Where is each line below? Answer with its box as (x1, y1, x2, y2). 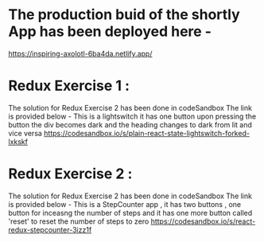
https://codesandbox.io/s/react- (150, 217, 256, 226)
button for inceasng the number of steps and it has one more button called (8, 208, 253, 217)
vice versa (8, 128, 42, 138)
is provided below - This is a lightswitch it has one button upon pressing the (8, 111, 257, 121)
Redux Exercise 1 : (8, 77, 130, 95)
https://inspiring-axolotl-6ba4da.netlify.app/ (8, 49, 153, 58)
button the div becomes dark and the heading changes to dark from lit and (8, 119, 253, 129)
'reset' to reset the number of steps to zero (8, 217, 149, 226)
